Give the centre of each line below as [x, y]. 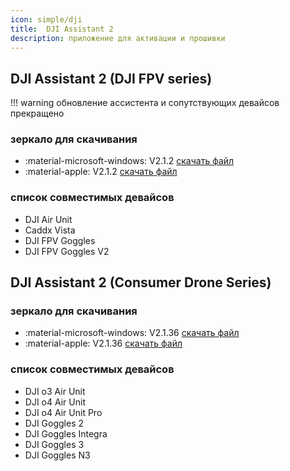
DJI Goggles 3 [54, 444]
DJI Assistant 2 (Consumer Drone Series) [141, 282]
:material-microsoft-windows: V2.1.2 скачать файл [129, 161]
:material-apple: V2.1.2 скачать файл [101, 172]
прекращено [37, 113]
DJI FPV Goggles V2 [67, 251]
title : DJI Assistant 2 [62, 29]
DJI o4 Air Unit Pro [63, 412]
